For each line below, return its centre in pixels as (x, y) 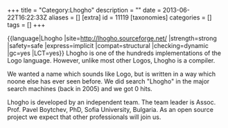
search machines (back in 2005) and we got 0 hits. (80, 89)
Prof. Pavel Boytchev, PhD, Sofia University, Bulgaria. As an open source (110, 110)
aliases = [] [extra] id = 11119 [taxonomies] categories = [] (130, 17)
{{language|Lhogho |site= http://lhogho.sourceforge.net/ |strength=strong (112, 38)
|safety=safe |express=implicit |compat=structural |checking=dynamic (108, 46)
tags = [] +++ (26, 25)
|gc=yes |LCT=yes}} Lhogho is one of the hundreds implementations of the (114, 53)
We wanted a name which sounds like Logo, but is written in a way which (112, 74)
